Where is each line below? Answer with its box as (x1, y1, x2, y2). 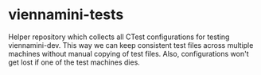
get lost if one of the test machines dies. (8, 57, 141, 67)
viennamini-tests (8, 6, 124, 24)
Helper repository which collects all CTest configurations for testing (8, 32, 230, 41)
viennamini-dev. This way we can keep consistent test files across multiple (8, 40, 254, 49)
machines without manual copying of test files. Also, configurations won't (8, 49, 249, 58)
